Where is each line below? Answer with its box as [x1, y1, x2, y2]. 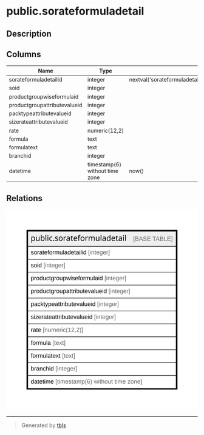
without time [87, 167, 118, 174]
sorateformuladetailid [8, 76, 63, 83]
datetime [8, 167, 32, 174]
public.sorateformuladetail [6, 4, 144, 18]
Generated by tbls [21, 422, 67, 429]
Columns [6, 49, 41, 59]
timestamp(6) [87, 160, 121, 168]
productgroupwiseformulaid [8, 93, 79, 100]
